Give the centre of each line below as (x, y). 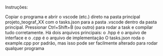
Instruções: (17, 7)
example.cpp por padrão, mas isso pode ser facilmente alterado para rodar (81, 43)
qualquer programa (25, 48)
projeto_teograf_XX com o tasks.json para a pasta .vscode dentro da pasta (81, 22)
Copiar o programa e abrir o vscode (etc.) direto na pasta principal (73, 17)
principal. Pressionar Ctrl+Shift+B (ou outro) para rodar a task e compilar (79, 27)
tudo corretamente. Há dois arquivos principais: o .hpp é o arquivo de (76, 32)
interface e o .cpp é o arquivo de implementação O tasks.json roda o (75, 38)
